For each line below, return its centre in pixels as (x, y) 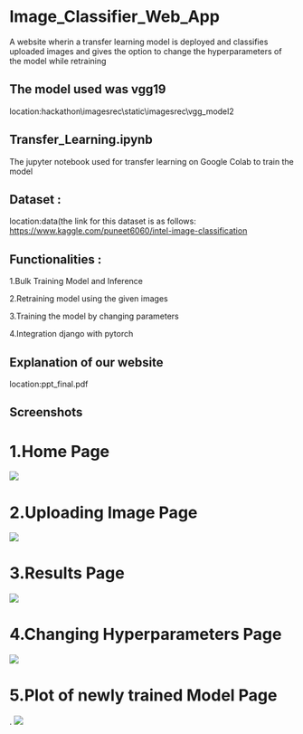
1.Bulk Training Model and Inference (76, 281)
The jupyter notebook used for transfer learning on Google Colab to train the (151, 161)
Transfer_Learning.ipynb (81, 140)
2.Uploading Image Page (104, 512)
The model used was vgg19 (88, 89)
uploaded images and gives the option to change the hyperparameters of (146, 51)
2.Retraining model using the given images (89, 299)
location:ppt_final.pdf (49, 384)
